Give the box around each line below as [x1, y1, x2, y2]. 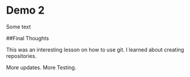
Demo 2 [6, 4, 45, 17]
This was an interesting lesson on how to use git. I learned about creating [6, 46, 185, 53]
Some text [6, 23, 31, 30]
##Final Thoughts [6, 34, 49, 41]
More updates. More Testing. [6, 63, 77, 71]
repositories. [6, 52, 37, 59]
